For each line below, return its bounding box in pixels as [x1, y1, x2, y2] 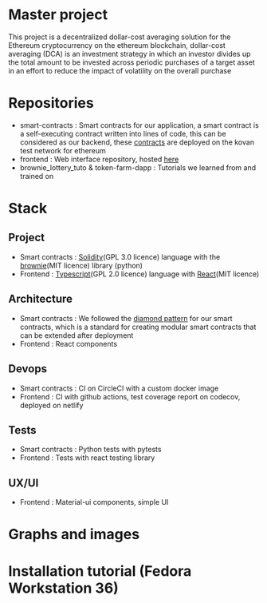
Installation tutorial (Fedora [8, 561, 192, 580]
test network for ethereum [19, 145, 106, 155]
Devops [8, 362, 48, 376]
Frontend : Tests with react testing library [19, 453, 155, 462]
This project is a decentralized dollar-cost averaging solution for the [8, 32, 231, 42]
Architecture [8, 292, 73, 306]
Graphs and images [8, 526, 140, 544]
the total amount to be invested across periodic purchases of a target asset [8, 58, 255, 67]
